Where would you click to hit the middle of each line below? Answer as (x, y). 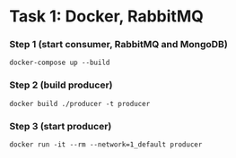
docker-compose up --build (60, 63)
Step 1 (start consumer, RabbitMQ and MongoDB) (119, 45)
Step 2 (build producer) (61, 85)
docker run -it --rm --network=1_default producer (106, 145)
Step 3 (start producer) (61, 126)
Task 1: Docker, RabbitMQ (106, 17)
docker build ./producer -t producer (80, 104)
